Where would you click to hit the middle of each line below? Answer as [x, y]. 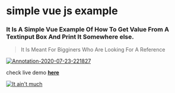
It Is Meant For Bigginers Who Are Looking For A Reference [93, 50]
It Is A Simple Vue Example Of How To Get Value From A [87, 30]
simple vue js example [62, 11]
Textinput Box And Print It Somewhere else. [70, 37]
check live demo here [33, 73]
